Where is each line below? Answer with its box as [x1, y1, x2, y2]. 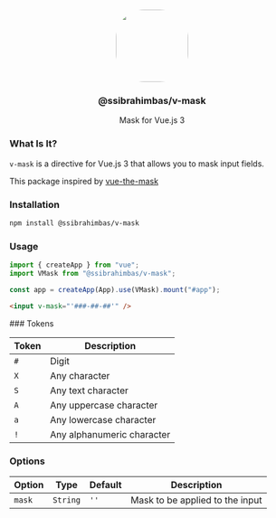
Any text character [49, 384, 128, 397]
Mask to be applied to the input [130, 494, 262, 506]
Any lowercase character [49, 413, 157, 426]
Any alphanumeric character [49, 428, 171, 440]
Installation [9, 198, 61, 211]
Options [9, 455, 45, 467]
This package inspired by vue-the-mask [9, 175, 159, 186]
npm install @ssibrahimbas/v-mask [9, 218, 140, 228]
